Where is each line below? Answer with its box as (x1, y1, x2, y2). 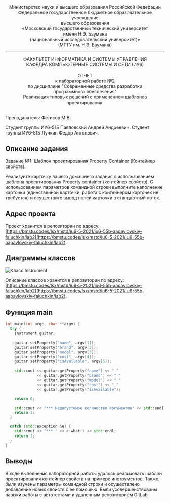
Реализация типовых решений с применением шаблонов (23, 94, 147, 100)
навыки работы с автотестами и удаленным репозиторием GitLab (5, 492, 148, 498)
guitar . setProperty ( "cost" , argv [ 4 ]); (14, 354, 96, 359)
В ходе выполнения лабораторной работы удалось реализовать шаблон (5, 471, 162, 477)
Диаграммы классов (5, 254, 76, 262)
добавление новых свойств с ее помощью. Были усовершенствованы (5, 486, 158, 493)
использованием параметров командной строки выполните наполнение (5, 184, 163, 190)
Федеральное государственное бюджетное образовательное (18, 9, 152, 15)
